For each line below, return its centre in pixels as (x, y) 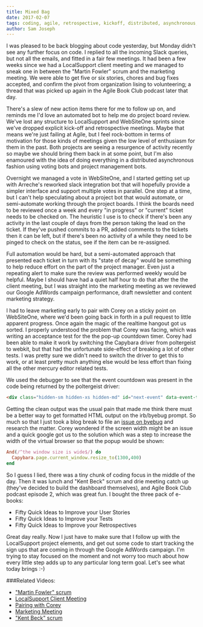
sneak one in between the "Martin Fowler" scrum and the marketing (91, 72)
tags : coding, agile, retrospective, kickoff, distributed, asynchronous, (102, 23)
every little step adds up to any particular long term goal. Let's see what (96, 562)
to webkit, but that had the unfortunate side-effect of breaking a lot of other (100, 349)
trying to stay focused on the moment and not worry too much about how (98, 556)
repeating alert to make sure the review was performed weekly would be (97, 273)
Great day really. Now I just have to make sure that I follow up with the (93, 536)
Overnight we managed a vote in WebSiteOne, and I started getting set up (98, 178)
